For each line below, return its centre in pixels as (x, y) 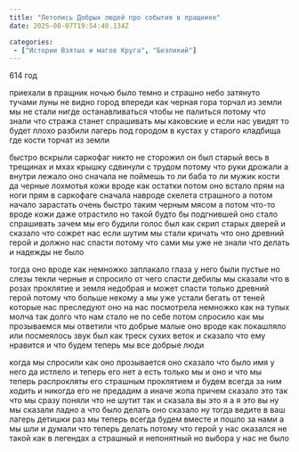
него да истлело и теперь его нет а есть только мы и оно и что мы (136, 372)
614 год (24, 76)
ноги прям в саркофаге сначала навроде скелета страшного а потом (141, 195)
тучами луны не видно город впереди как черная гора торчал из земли (145, 103)
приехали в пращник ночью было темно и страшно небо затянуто (135, 93)
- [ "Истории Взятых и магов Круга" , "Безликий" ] (105, 50)
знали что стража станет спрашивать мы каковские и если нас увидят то (149, 121)
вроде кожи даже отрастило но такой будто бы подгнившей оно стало (144, 214)
